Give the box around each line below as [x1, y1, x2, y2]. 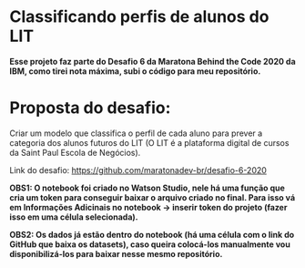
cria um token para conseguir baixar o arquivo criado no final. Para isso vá [9, 191, 296, 202]
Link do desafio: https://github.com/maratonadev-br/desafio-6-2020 [9, 164, 267, 175]
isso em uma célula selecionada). [9, 211, 138, 222]
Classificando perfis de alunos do [9, 6, 269, 27]
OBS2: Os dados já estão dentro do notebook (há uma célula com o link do [9, 229, 295, 240]
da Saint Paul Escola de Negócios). [9, 147, 141, 158]
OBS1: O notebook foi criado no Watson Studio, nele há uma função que [9, 182, 285, 193]
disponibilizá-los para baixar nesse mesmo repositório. [9, 248, 223, 259]
